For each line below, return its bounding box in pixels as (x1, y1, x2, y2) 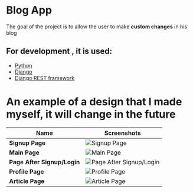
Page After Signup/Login (9, 158, 80, 166)
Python (14, 62, 32, 69)
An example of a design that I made (6, 95, 182, 108)
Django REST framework (14, 74, 75, 81)
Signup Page (9, 139, 46, 147)
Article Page (9, 177, 45, 185)
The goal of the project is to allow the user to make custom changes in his (6, 23, 188, 30)
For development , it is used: (6, 46, 113, 56)
